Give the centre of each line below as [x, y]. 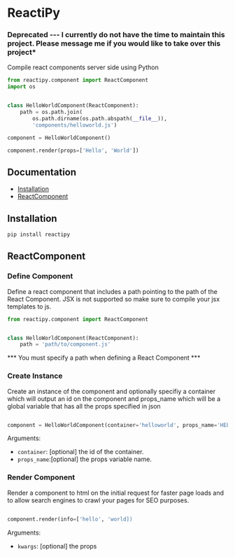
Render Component [41, 477]
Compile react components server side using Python [83, 67]
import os [22, 87]
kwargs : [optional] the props [57, 546]
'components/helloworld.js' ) [75, 125]
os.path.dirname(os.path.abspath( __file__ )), [100, 118]
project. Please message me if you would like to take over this [114, 43]
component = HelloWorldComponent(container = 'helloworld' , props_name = [112, 425]
